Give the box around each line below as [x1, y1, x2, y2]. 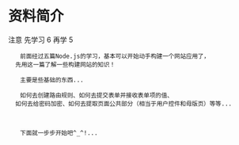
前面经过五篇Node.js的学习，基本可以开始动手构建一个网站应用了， [19, 52, 210, 60]
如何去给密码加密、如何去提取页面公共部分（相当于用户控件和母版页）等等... [15, 100, 232, 108]
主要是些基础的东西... [19, 76, 85, 84]
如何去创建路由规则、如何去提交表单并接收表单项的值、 [19, 91, 173, 99]
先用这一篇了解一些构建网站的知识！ [15, 60, 116, 68]
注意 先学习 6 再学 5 [8, 35, 74, 44]
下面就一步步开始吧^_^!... [19, 128, 98, 137]
